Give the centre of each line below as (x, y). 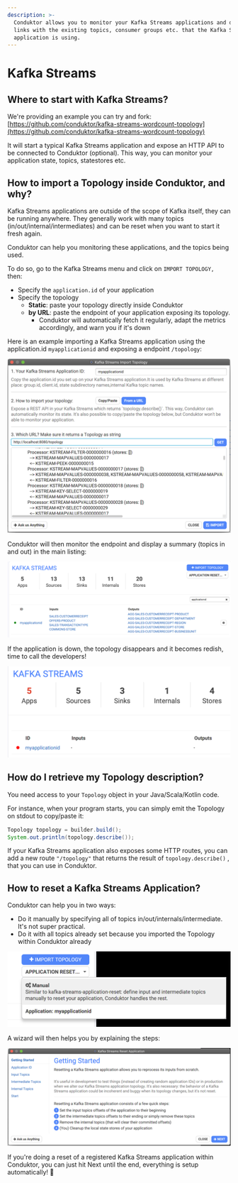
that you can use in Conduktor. (52, 866)
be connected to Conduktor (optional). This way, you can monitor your (110, 153)
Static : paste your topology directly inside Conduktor (106, 305)
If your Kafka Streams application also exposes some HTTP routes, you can (118, 851)
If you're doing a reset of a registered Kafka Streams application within (110, 1157)
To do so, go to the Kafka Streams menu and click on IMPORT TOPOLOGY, (111, 269)
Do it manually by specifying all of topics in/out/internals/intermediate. (120, 919)
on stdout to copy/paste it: (46, 815)
